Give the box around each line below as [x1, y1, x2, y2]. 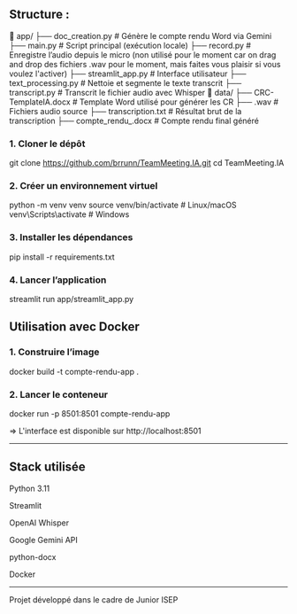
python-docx [9, 551, 57, 562]
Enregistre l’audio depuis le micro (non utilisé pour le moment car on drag [9, 49, 277, 60]
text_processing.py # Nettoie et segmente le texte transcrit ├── [9, 77, 242, 88]
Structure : [9, 7, 70, 22]
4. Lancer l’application [9, 274, 107, 286]
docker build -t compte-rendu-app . [9, 366, 140, 377]
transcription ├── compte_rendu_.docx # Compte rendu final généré [9, 115, 259, 126]
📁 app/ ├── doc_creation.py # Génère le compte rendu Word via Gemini [9, 30, 272, 41]
